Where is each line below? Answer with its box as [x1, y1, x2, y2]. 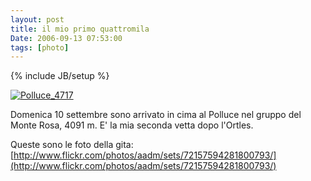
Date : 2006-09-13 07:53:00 [10, 33, 123, 43]
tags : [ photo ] [10, 42, 70, 53]
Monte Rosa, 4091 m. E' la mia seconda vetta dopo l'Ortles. [10, 119, 254, 131]
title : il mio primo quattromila [10, 24, 150, 34]
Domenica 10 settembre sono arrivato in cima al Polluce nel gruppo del [10, 109, 302, 121]
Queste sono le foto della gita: [10, 139, 134, 151]
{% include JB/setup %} [10, 70, 110, 82]
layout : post [10, 14, 65, 25]
